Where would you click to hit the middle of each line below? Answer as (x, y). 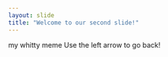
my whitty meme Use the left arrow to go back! (84, 45)
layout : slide (32, 15)
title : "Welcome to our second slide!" (74, 23)
